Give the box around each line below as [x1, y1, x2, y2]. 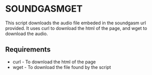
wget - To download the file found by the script [12, 64, 111, 70]
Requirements [5, 45, 51, 54]
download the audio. [5, 30, 48, 36]
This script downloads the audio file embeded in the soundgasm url [5, 20, 146, 26]
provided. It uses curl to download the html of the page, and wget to [5, 25, 147, 31]
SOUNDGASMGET [5, 3, 83, 15]
